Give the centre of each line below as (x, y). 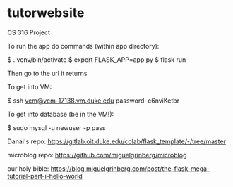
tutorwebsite (46, 13)
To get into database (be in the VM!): (61, 114)
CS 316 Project (29, 32)
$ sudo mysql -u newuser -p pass (56, 127)
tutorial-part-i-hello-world (45, 176)
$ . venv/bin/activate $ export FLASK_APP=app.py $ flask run (97, 59)
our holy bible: (28, 168)
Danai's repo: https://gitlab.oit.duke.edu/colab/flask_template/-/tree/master (116, 141)
